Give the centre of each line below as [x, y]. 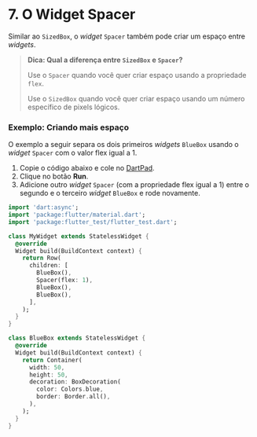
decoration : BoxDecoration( [75, 382]
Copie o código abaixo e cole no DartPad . [87, 168]
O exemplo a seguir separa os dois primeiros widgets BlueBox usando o [123, 145]
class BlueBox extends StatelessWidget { [77, 338]
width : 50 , [47, 367]
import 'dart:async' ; [44, 207]
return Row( [42, 258]
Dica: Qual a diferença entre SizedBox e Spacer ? [105, 60]
